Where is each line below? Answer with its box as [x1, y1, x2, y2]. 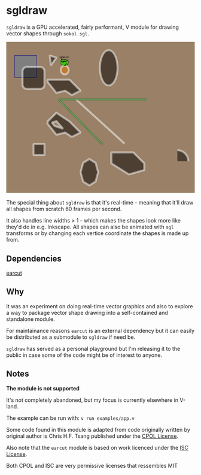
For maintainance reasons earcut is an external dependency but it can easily [6, 327, 195, 334]
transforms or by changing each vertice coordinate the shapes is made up [6, 230, 189, 237]
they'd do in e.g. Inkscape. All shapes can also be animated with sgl [6, 223, 174, 231]
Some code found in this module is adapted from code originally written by [6, 426, 190, 433]
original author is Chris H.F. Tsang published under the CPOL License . [6, 432, 178, 440]
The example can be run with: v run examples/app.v [6, 414, 135, 422]
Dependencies [6, 253, 62, 264]
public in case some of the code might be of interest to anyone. [6, 351, 163, 359]
